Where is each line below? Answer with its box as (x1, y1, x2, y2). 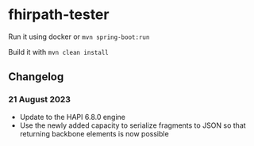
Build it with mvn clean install (8, 47, 109, 56)
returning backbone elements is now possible (19, 129, 169, 138)
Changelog (8, 70, 64, 84)
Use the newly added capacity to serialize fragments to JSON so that (19, 121, 246, 130)
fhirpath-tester (8, 6, 110, 24)
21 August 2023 (8, 94, 71, 105)
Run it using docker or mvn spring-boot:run (8, 32, 150, 41)
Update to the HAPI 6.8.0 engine (19, 112, 125, 121)
